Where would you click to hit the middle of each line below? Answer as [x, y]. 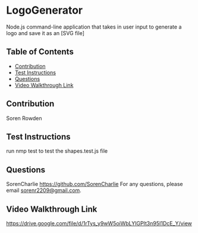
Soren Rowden [24, 118]
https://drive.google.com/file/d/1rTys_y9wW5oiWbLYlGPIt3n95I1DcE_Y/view [99, 223]
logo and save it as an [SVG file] [45, 33]
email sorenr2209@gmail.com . [44, 190]
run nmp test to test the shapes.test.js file [57, 151]
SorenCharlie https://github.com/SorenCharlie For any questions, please [95, 184]
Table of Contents [40, 52]
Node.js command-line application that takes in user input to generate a [94, 27]
